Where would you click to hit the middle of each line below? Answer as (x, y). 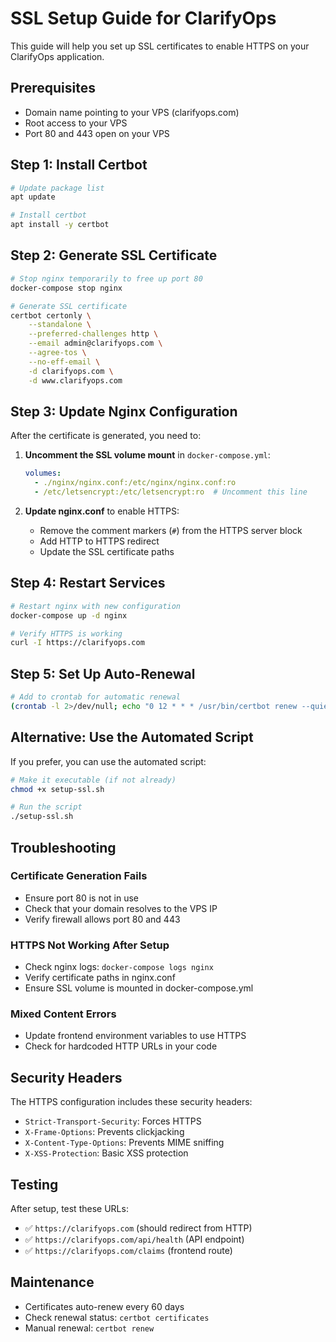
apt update (33, 197)
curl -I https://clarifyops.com (77, 643)
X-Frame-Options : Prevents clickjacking (104, 1132)
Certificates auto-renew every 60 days (104, 1306)
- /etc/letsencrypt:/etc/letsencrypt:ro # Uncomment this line (171, 492)
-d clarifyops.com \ (71, 371)
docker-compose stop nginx (66, 288)
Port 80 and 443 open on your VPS (97, 133)
